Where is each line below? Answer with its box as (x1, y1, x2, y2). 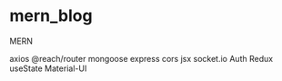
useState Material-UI (9, 63, 87, 74)
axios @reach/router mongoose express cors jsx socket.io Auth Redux (9, 53, 274, 64)
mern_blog (9, 5, 93, 26)
